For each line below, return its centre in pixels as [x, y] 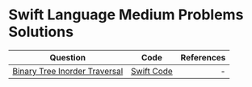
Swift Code [152, 71]
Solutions [41, 32]
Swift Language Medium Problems [126, 15]
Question [68, 57]
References [203, 57]
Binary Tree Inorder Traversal [68, 71]
